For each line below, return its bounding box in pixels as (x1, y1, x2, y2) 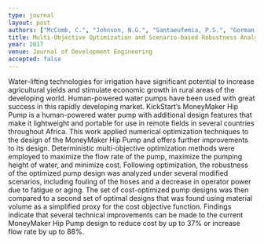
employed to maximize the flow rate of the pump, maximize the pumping (8, 151, 243, 161)
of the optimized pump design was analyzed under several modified (8, 168, 229, 177)
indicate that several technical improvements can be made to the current (8, 209, 244, 220)
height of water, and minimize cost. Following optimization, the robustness (8, 160, 249, 169)
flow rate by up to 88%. (8, 227, 85, 236)
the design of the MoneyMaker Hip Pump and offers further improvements (8, 135, 249, 144)
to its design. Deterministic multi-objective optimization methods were (8, 143, 235, 153)
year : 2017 (8, 41, 44, 49)
